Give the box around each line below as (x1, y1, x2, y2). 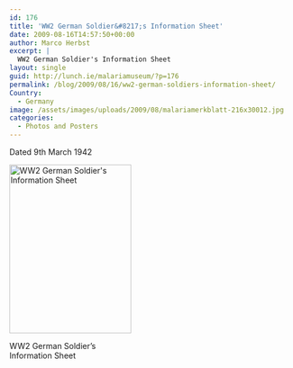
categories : (9, 113, 54, 122)
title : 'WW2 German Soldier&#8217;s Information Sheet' (9, 22, 224, 31)
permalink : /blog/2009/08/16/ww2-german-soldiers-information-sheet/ (9, 80, 277, 89)
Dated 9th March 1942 (9, 147, 93, 157)
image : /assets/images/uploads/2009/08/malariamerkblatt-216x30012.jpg (9, 105, 284, 114)
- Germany (17, 96, 54, 106)
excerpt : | (9, 47, 50, 56)
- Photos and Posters (17, 122, 99, 131)
